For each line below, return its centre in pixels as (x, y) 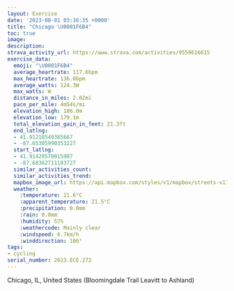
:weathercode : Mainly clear (60, 227)
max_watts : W (32, 91)
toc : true (22, 33)
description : (26, 46)
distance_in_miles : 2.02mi (53, 98)
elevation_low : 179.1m (46, 117)
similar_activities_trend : (53, 176)
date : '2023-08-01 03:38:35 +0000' (59, 20)
